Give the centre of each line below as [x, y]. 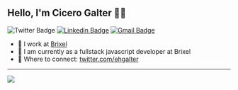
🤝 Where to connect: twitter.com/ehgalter [78, 59]
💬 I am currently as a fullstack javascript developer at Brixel [104, 51]
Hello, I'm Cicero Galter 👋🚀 [67, 13]
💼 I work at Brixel [42, 44]
